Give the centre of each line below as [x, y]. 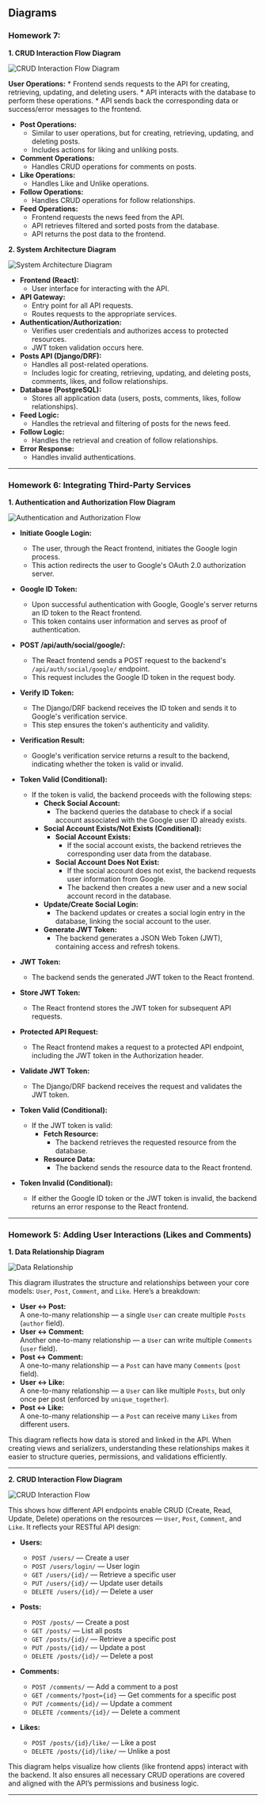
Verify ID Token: [47, 692]
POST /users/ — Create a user [80, 1558]
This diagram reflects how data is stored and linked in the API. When [120, 1440]
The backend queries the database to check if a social [144, 811]
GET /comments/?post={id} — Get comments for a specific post [134, 1695]
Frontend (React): [49, 280]
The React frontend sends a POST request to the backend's [129, 660]
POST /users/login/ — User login [85, 1567]
